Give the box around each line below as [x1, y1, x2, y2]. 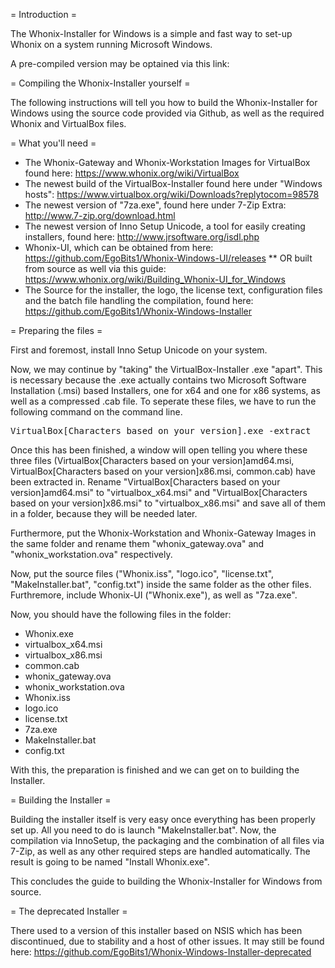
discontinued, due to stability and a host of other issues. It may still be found [10, 935, 325, 947]
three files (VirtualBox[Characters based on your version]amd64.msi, [10, 455, 295, 466]
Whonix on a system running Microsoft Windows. [10, 39, 213, 50]
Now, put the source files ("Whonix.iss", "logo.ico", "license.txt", [10, 568, 275, 579]
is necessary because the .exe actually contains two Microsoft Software [10, 374, 307, 386]
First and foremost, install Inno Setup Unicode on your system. [10, 344, 268, 356]
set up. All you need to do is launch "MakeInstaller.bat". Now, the [10, 824, 277, 836]
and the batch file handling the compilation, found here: [24, 295, 254, 306]
